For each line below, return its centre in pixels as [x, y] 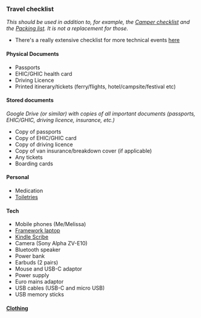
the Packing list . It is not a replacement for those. [67, 28]
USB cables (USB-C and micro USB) [60, 288]
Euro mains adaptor [39, 282]
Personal [18, 177]
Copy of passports [38, 132]
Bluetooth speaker [38, 250]
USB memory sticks [39, 295]
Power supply [32, 275]
